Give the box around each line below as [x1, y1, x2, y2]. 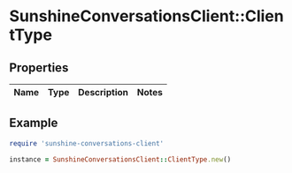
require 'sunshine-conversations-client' [9, 139, 165, 147]
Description [78, 86, 128, 98]
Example [9, 116, 58, 131]
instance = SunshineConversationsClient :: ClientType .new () [9, 154, 232, 164]
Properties [9, 60, 69, 75]
